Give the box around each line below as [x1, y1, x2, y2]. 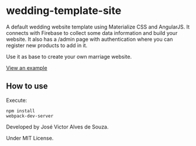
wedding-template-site [6, 4, 122, 17]
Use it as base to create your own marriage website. [6, 53, 132, 60]
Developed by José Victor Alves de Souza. [6, 123, 109, 130]
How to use [6, 81, 48, 91]
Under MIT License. [6, 134, 54, 141]
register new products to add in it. [6, 42, 88, 49]
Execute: [6, 97, 27, 104]
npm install [6, 108, 35, 114]
